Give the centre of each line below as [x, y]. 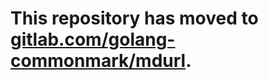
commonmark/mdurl [98, 61]
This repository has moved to [134, 18]
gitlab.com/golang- [93, 39]
